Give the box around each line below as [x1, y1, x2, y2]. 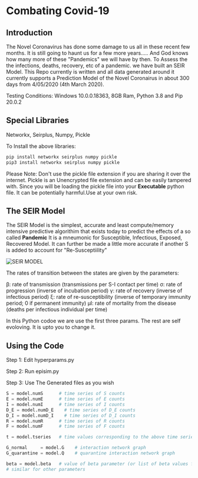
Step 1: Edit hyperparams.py [6, 357, 75, 364]
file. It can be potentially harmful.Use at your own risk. [6, 189, 138, 196]
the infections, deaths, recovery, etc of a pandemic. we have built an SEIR [6, 62, 185, 69]
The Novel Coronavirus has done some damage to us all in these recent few [6, 43, 190, 50]
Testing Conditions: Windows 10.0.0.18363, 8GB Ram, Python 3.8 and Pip [6, 93, 183, 99]
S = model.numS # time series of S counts [6, 391, 126, 397]
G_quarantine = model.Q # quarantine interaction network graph [6, 450, 176, 456]
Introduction [6, 28, 53, 38]
